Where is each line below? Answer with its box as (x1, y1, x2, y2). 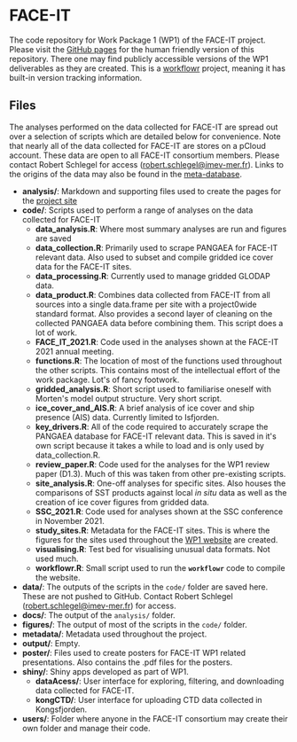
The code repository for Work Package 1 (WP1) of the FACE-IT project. (9, 35, 266, 45)
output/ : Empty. (21, 637, 81, 648)
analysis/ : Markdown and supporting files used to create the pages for (21, 185, 282, 196)
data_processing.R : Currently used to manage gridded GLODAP (35, 270, 270, 281)
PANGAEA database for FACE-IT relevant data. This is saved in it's (35, 431, 277, 441)
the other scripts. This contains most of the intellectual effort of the (35, 364, 281, 375)
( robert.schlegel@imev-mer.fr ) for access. (21, 600, 176, 611)
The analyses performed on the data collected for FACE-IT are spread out (9, 121, 278, 132)
